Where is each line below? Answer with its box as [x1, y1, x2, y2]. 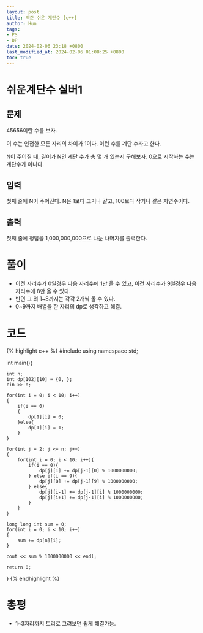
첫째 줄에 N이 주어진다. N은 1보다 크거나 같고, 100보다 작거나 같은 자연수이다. [6, 198, 190, 205]
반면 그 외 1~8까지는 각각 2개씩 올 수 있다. [15, 295, 116, 302]
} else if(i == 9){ [28, 473, 78, 479]
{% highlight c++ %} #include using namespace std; [6, 347, 139, 355]
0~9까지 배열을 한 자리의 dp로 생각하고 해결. [15, 303, 122, 310]
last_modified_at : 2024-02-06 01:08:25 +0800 [6, 49, 124, 55]
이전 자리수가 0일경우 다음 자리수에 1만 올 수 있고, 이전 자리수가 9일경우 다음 [15, 280, 197, 287]
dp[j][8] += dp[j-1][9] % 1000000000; [39, 478, 138, 485]
